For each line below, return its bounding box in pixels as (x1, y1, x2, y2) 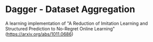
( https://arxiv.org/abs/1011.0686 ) (5, 31, 74, 37)
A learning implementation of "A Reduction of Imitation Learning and (5, 20, 148, 26)
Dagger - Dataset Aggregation (5, 4, 136, 15)
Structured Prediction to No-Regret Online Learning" (5, 25, 115, 31)
